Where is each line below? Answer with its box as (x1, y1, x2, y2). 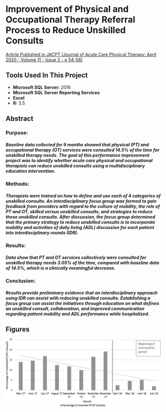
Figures (5, 325, 30, 333)
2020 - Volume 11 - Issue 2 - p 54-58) (5, 57, 83, 62)
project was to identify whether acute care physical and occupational (5, 157, 153, 163)
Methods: (5, 180, 30, 187)
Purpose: (5, 129, 29, 136)
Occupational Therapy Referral (5, 14, 136, 25)
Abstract (5, 115, 34, 123)
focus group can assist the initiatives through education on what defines (5, 300, 160, 306)
